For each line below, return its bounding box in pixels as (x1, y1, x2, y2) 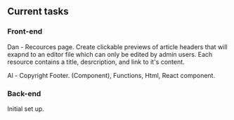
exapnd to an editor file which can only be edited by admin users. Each (7, 50, 213, 58)
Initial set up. (7, 105, 44, 113)
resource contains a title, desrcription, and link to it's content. (7, 58, 185, 66)
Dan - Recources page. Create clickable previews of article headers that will (7, 42, 228, 51)
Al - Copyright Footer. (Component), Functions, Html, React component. (7, 71, 216, 79)
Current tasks (7, 6, 69, 18)
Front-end (7, 27, 43, 36)
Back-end (7, 88, 41, 98)
